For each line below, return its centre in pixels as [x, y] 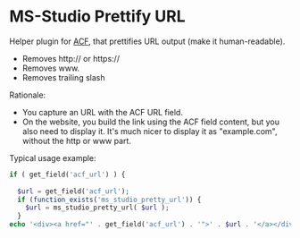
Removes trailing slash [63, 77]
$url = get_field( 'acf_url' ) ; [73, 191]
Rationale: [28, 95]
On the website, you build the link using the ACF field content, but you [150, 122]
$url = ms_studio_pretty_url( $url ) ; [97, 208]
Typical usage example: [53, 157]
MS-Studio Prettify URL [97, 17]
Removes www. [51, 68]
